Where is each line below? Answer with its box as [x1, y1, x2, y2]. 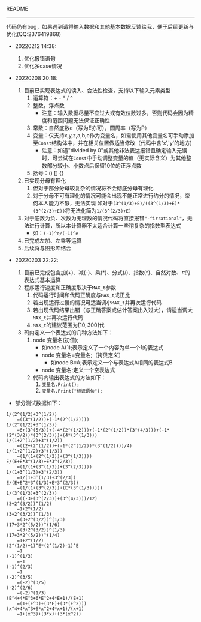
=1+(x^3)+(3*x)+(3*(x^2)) [17, 611, 82, 617]
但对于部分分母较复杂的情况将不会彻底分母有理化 [32, 184, 154, 192]
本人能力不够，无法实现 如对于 [38, 199, 114, 207]
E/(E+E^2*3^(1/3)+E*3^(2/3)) [6, 480, 79, 486]
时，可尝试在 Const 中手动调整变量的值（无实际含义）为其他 [41, 154, 187, 162]
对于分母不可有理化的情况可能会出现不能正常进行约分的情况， [32, 192, 185, 199]
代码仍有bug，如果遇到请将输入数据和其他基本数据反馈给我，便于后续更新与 [6, 23, 194, 30]
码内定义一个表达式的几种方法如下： [23, 329, 114, 336]
